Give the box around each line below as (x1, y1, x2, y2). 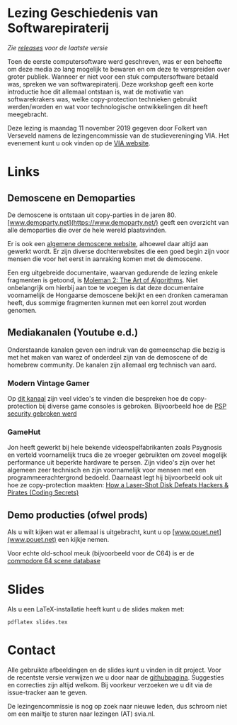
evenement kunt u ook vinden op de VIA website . (7, 138, 151, 147)
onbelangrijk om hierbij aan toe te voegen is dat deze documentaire (7, 283, 204, 292)
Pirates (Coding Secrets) (7, 488, 79, 497)
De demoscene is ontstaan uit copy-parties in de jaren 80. (7, 211, 177, 219)
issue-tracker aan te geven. (7, 688, 88, 697)
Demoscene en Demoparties (7, 192, 136, 204)
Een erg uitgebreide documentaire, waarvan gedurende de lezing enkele (7, 268, 218, 277)
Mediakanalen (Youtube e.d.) (7, 326, 139, 338)
